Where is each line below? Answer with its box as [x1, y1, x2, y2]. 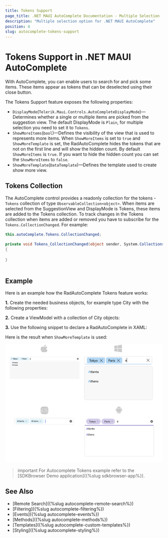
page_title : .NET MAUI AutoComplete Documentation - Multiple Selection [5, 13, 160, 19]
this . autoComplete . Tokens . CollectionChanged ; [5, 232, 101, 237]
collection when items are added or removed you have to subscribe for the [5, 216, 159, 222]
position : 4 [5, 24, 30, 29]
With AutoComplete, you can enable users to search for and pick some [5, 79, 151, 85]
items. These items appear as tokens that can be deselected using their [5, 84, 152, 90]
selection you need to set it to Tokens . [12, 125, 90, 131]
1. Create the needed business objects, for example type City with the [5, 300, 149, 306]
